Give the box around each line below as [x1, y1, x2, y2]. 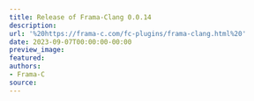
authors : [9, 62, 41, 71]
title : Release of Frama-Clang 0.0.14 [9, 12, 152, 22]
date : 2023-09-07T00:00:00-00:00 [9, 37, 132, 47]
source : [9, 78, 38, 87]
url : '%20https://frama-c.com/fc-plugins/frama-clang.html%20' [9, 29, 247, 38]
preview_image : [9, 46, 65, 54]
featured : [9, 54, 46, 62]
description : [9, 21, 57, 30]
